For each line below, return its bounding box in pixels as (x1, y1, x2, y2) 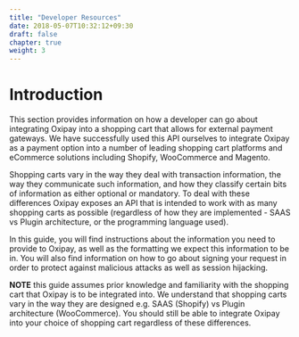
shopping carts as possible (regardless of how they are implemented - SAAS (9, 207, 292, 218)
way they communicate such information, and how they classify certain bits (9, 179, 287, 190)
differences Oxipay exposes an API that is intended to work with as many (9, 198, 278, 209)
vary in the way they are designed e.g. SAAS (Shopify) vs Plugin (9, 299, 245, 309)
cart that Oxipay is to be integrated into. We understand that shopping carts (9, 289, 287, 300)
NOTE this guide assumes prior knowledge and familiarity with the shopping (9, 280, 289, 291)
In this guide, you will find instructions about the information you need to (9, 234, 276, 245)
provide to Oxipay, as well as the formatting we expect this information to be (9, 243, 290, 254)
